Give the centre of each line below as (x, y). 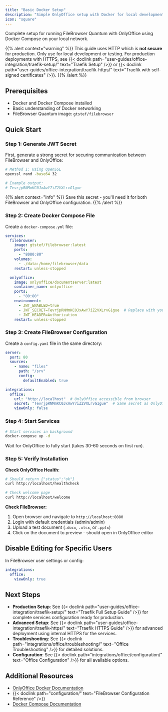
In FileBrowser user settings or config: (44, 560)
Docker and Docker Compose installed (52, 103)
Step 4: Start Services (32, 421)
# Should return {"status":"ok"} (40, 479)
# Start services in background (39, 432)
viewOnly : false (31, 408)
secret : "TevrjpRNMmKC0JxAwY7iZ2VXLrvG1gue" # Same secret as (81, 404)
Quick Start (23, 129)
